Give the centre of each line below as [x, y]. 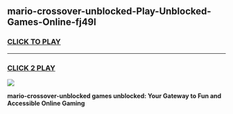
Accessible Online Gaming [46, 103]
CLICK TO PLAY [34, 42]
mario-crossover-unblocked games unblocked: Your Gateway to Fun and [114, 95]
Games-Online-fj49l [52, 22]
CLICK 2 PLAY [31, 68]
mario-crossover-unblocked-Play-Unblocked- [109, 11]
